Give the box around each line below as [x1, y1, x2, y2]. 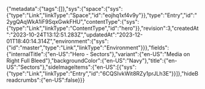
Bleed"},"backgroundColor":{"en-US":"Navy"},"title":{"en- [31, 57, 177, 64]
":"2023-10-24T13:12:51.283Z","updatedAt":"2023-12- [6, 31, 143, 38]
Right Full [6, 57, 30, 64]
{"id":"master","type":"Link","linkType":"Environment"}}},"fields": [6, 44, 170, 51]
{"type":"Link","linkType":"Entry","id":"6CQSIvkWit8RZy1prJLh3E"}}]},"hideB [6, 70, 199, 77]
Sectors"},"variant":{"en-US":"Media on [89, 51, 190, 57]
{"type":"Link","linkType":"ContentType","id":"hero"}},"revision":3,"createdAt [6, 24, 199, 32]
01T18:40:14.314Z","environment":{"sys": [6, 38, 109, 44]
